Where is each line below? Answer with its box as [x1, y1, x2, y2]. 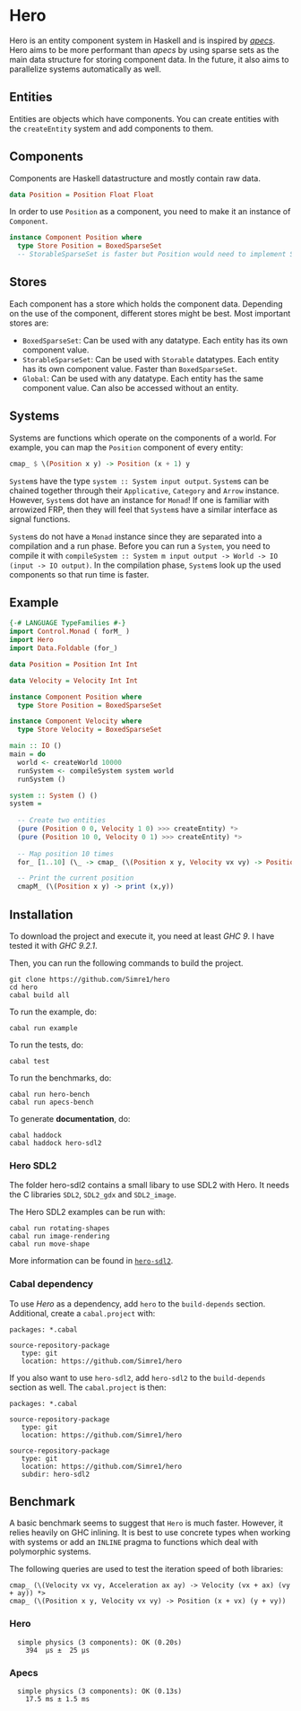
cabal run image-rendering [9, 1232, 110, 1241]
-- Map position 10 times [17, 849, 115, 858]
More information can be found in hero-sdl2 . [9, 1255, 174, 1266]
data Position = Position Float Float [9, 190, 154, 199]
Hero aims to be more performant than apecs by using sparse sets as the [9, 44, 279, 55]
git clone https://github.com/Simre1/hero [9, 975, 170, 984]
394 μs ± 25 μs [25, 1646, 90, 1655]
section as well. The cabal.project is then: [9, 1382, 167, 1393]
